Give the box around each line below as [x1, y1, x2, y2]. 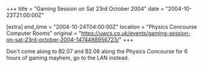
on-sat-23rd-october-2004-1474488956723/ [6, 36, 119, 43]
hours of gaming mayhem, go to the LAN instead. [6, 54, 129, 61]
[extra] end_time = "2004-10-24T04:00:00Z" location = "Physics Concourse [6, 24, 198, 30]
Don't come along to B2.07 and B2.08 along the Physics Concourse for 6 [6, 48, 188, 55]
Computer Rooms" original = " [6, 30, 82, 37]
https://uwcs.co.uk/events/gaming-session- [81, 30, 191, 37]
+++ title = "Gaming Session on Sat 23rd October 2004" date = [6, 5, 165, 12]
